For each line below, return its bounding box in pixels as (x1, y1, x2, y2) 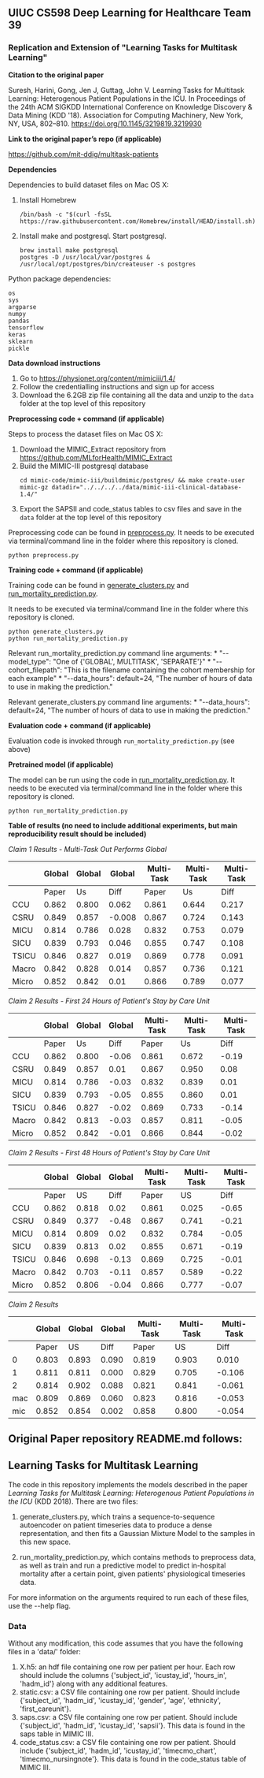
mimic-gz (19, 483, 49, 491)
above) (8, 744, 31, 753)
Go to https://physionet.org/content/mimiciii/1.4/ (19, 374, 176, 383)
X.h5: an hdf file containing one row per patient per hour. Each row (19, 1662, 236, 1672)
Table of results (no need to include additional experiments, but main (8, 820, 238, 830)
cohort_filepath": (8, 665, 63, 675)
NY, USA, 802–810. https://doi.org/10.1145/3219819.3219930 (8, 118, 202, 128)
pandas (8, 317, 30, 325)
